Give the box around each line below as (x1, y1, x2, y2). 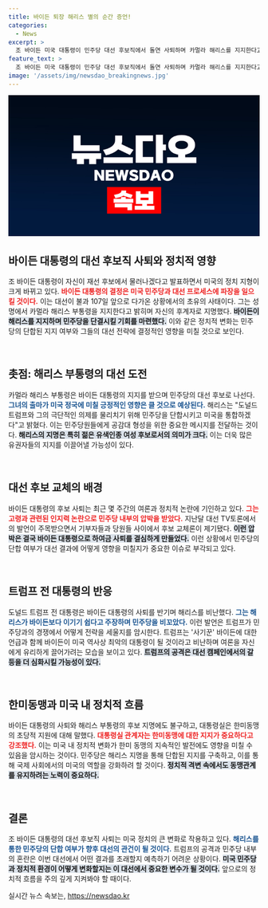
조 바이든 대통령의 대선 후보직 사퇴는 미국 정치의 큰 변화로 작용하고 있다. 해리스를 (8, 834, 259, 844)
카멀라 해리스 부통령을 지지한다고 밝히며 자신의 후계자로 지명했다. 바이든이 (29, 307, 260, 316)
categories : (8, 21, 48, 29)
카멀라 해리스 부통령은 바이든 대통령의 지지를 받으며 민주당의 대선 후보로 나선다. (8, 390, 255, 399)
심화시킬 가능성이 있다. (30, 657, 101, 666)
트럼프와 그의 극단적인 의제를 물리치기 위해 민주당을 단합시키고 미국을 (8, 410, 223, 419)
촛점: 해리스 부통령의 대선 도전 (8, 368, 148, 381)
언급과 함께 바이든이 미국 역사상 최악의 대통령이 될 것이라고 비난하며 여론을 (8, 637, 241, 647)
